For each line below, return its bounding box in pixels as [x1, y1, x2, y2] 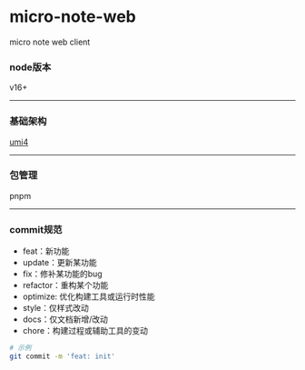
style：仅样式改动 [22, 303, 89, 314]
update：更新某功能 [22, 257, 97, 268]
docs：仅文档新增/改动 [22, 314, 109, 325]
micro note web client [9, 36, 91, 47]
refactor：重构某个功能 [22, 280, 109, 291]
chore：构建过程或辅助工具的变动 [22, 325, 148, 336]
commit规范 [9, 223, 63, 235]
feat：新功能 [22, 245, 70, 256]
